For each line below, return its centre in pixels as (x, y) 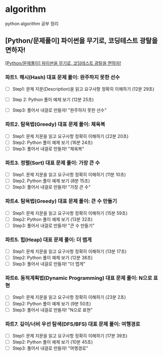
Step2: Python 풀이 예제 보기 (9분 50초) (51, 303)
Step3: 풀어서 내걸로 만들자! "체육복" (48, 148)
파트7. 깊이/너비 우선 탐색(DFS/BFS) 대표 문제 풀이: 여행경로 (73, 324)
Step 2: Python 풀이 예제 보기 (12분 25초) (53, 100)
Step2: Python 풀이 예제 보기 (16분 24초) (52, 142)
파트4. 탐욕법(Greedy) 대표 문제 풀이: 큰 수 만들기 (61, 201)
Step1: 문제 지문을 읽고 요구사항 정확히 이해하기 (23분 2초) (69, 297)
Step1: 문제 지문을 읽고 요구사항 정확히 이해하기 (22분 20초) (70, 136)
